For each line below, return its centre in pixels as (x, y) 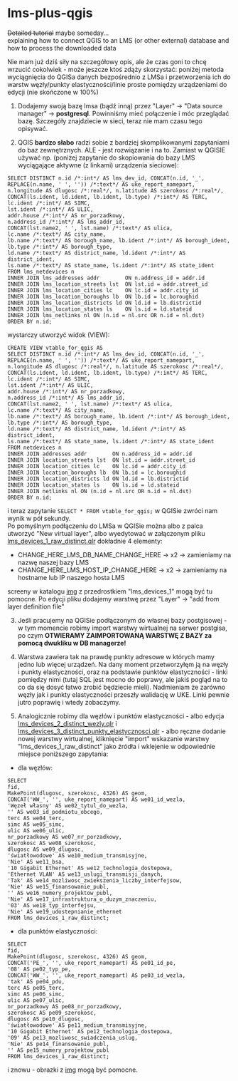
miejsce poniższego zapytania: (63, 754)
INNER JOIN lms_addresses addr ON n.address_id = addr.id (106, 278)
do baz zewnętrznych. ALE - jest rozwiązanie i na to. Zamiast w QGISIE (121, 150)
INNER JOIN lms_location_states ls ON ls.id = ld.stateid (100, 309)
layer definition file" (36, 606)
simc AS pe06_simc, (36, 994)
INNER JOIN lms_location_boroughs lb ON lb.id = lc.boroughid (103, 296)
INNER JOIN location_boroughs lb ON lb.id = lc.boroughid (97, 472)
